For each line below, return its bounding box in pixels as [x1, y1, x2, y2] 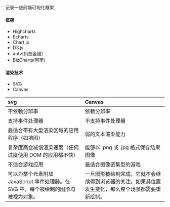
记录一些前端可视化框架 [5, 5, 54, 10]
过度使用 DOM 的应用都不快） [8, 151, 78, 158]
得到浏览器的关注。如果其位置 [90, 178, 161, 185]
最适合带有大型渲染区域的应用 [8, 127, 79, 134]
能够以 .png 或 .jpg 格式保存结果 [85, 144, 161, 151]
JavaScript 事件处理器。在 [8, 178, 70, 185]
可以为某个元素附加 [8, 171, 54, 178]
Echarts [12, 34, 29, 40]
